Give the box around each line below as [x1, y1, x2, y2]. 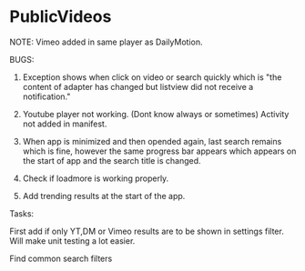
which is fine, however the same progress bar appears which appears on [22, 146, 297, 156]
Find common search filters [9, 253, 113, 264]
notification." [22, 91, 71, 102]
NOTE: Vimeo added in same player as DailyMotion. [9, 36, 203, 47]
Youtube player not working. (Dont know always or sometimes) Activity [22, 108, 290, 119]
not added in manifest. [22, 118, 107, 129]
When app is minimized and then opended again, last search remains [22, 135, 282, 146]
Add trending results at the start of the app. [22, 190, 186, 201]
